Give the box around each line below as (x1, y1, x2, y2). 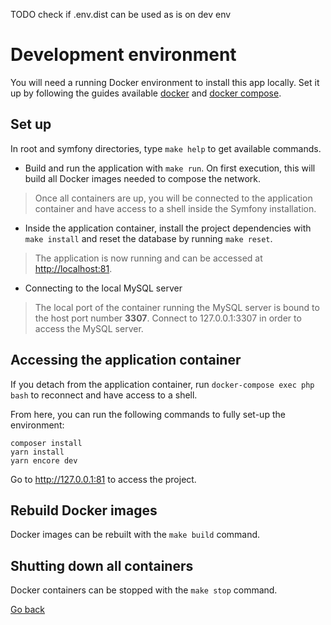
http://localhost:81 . (34, 262, 113, 274)
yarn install (10, 447, 65, 457)
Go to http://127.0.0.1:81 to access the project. (10, 473, 197, 485)
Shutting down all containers (10, 557, 194, 574)
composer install (10, 438, 83, 448)
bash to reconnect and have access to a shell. (10, 389, 198, 401)
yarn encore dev (10, 455, 78, 466)
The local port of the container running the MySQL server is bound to (34, 301, 320, 313)
